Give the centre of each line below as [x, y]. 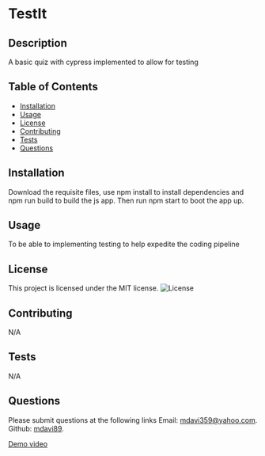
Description [38, 43]
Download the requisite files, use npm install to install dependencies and [126, 192]
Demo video [28, 443]
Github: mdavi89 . [36, 428]
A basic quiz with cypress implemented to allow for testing [104, 62]
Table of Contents [53, 87]
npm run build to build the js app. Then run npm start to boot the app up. [126, 200]
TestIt [28, 14]
